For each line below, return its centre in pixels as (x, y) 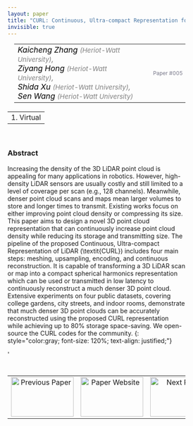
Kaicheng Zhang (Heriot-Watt (69, 50)
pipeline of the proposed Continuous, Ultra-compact (83, 243)
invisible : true (31, 27)
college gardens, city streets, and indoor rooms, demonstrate (96, 303)
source (18, 333)
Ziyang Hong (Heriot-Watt (62, 69)
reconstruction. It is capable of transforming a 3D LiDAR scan (96, 265)
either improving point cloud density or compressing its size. (95, 213)
